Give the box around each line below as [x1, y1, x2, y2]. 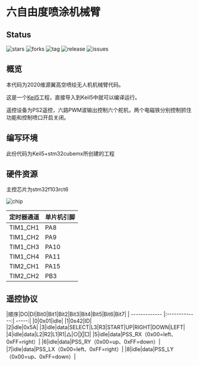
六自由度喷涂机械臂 [6, 5, 101, 19]
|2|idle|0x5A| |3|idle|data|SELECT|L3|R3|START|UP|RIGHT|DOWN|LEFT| [6, 324, 185, 331]
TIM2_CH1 [9, 262, 40, 271]
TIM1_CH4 [9, 253, 40, 261]
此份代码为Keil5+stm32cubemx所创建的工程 [6, 150, 115, 157]
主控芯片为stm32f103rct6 [6, 186, 69, 193]
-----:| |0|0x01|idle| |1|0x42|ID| [16, 317, 92, 325]
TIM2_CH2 [9, 272, 40, 280]
